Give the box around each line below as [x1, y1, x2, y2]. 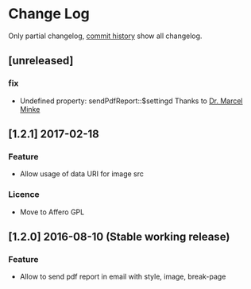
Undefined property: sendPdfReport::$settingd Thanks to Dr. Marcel [19, 96, 244, 106]
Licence [8, 189, 40, 200]
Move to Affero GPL [19, 207, 85, 217]
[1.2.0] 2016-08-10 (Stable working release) [8, 230, 230, 243]
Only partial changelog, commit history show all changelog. [8, 31, 203, 40]
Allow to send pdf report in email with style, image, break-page [19, 272, 226, 282]
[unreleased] [8, 54, 74, 67]
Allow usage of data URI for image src [19, 169, 145, 179]
